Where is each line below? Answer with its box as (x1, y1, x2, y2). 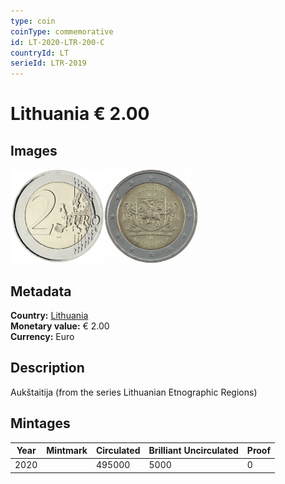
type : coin (10, 16, 56, 26)
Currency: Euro (10, 330, 75, 342)
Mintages (10, 415, 71, 432)
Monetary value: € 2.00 (10, 320, 110, 332)
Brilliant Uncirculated (148, 445, 239, 457)
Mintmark (46, 445, 88, 457)
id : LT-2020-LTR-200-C (10, 37, 105, 47)
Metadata (10, 283, 72, 300)
